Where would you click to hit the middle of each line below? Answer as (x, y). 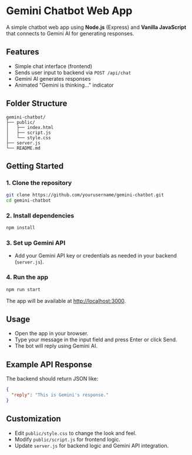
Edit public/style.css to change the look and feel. (75, 433)
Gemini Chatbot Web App (69, 11)
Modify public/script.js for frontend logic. (67, 439)
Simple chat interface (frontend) (53, 66)
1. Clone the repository (39, 183)
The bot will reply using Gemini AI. (56, 346)
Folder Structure (37, 103)
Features (23, 52)
